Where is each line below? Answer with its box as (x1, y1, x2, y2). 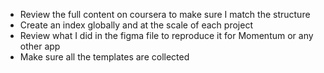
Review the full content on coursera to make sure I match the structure (19, 9, 311, 20)
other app (19, 40, 61, 52)
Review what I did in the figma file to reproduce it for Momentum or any (19, 30, 314, 41)
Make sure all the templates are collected (19, 51, 190, 63)
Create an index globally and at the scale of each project (19, 19, 253, 31)
